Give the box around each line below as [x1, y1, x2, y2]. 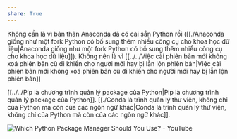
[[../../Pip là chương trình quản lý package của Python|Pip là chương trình [7, 88, 219, 96]
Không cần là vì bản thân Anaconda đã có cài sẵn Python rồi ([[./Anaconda [7, 29, 224, 38]
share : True [7, 10, 42, 18]
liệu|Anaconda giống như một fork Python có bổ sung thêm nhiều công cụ [7, 44, 223, 53]
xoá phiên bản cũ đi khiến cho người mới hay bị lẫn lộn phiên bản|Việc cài [7, 59, 221, 67]
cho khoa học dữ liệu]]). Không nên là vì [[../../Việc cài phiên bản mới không [7, 52, 228, 60]
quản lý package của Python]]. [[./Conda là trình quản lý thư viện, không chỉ [7, 95, 228, 104]
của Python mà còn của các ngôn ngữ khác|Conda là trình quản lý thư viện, [7, 102, 227, 111]
